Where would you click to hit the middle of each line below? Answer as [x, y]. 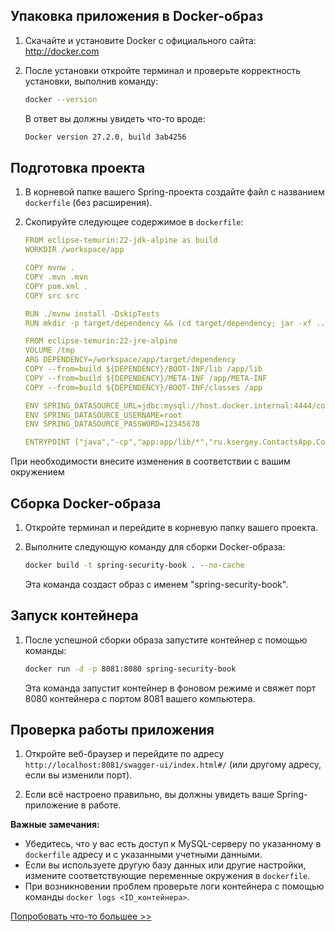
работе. [105, 805]
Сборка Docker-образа [86, 503]
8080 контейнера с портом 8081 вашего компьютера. [140, 698]
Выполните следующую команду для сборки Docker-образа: [155, 546]
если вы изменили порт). [78, 775]
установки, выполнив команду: [91, 81]
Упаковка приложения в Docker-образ [137, 16]
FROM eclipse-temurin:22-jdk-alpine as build [121, 240]
